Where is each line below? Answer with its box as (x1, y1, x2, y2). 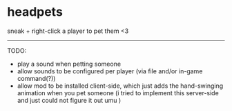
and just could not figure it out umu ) (17, 96, 122, 104)
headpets (7, 4, 64, 20)
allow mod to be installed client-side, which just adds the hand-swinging (17, 82, 224, 90)
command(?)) (17, 74, 56, 82)
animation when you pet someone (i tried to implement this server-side (17, 88, 219, 97)
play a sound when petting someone (17, 60, 122, 68)
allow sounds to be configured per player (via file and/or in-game (17, 66, 203, 75)
